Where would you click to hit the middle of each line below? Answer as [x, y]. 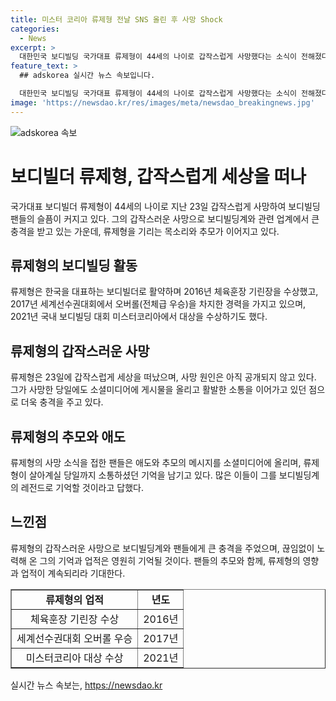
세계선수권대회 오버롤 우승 [74, 638]
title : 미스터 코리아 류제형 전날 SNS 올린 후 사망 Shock [116, 19]
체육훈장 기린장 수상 [75, 619]
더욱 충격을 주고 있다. [62, 402]
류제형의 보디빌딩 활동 [74, 265]
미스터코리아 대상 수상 [74, 658]
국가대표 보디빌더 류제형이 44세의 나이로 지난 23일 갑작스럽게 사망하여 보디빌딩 [165, 206]
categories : [35, 29]
